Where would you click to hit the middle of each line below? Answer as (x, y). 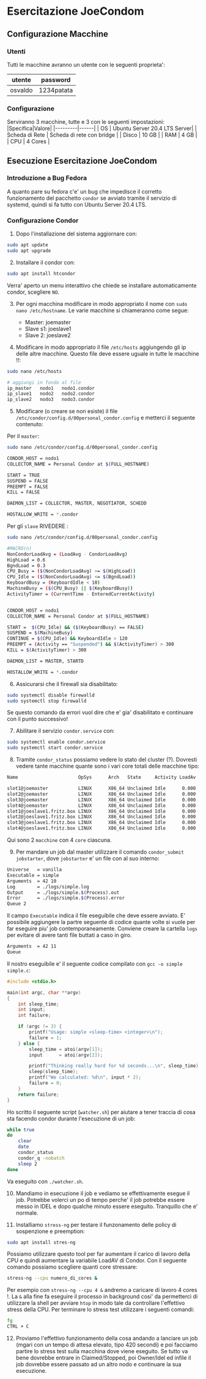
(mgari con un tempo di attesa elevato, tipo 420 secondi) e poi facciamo (107, 1345)
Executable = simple (33, 875)
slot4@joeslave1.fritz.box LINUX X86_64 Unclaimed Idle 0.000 (101, 828)
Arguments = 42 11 (32, 946)
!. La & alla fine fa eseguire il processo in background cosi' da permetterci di (102, 1297)
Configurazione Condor (43, 220)
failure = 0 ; (46, 1083)
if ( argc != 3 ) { (40, 1026)
